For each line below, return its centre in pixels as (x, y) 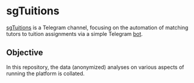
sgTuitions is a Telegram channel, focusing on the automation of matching (97, 27)
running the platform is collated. (46, 73)
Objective (25, 53)
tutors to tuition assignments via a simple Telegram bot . (75, 33)
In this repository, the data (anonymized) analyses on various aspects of (95, 67)
